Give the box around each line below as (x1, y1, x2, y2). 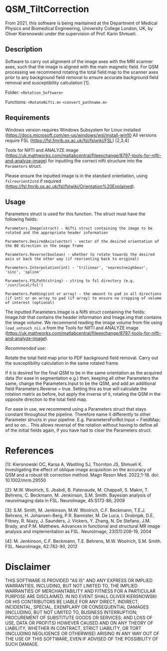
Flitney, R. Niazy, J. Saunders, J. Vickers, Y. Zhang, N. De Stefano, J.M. (5, 518, 151, 524)
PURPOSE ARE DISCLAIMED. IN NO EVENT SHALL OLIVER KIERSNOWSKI (5, 594, 157, 600)
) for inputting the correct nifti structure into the (45, 157, 143, 163)
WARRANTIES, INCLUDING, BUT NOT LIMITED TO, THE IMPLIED (5, 583, 138, 589)
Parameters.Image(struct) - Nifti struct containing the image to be (5, 226, 153, 231)
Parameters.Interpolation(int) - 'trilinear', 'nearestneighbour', (5, 265, 149, 270)
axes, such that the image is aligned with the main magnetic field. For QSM (5, 63, 159, 69)
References (5, 445, 54, 456)
